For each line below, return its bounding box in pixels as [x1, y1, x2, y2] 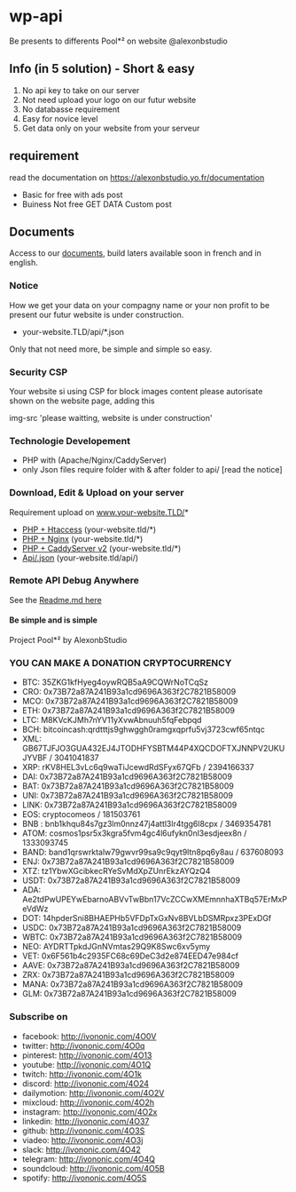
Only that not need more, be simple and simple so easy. [9, 344, 213, 354]
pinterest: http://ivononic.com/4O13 [21, 1050, 152, 1061]
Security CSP [9, 366, 68, 378]
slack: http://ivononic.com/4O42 [21, 1144, 141, 1155]
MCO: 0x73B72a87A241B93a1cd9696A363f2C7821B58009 [21, 695, 238, 707]
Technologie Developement [9, 434, 131, 447]
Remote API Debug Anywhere [9, 575, 140, 587]
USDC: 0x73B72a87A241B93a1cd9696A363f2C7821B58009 [21, 922, 242, 934]
